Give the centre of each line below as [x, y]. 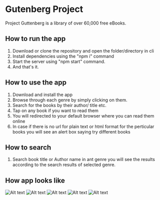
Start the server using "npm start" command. [59, 61]
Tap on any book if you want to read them [55, 110]
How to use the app [36, 83]
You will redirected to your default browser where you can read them [83, 115]
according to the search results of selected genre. [64, 165]
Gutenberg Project [44, 9]
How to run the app [35, 39]
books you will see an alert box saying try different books [71, 131]
